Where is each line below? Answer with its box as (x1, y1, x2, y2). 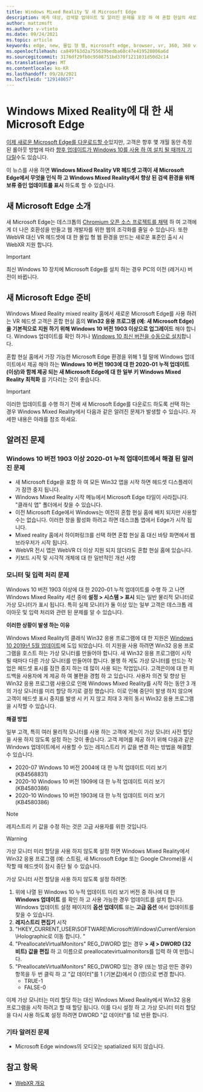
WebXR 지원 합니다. (6, 240, 54, 248)
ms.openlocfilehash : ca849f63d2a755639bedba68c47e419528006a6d (6, 48, 169, 55)
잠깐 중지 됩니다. (21, 486, 60, 494)
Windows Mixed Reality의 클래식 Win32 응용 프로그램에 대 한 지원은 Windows (6, 634, 193, 641)
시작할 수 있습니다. (12, 702, 56, 709)
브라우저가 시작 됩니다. (14, 539, 69, 546)
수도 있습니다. (16, 154, 49, 161)
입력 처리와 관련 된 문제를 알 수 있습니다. (28, 608, 124, 615)
